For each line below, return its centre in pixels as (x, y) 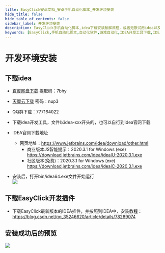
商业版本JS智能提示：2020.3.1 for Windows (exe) (76, 149)
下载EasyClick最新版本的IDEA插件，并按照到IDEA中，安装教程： (77, 211)
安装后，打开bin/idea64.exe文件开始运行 (53, 176)
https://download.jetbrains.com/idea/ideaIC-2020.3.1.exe (84, 166)
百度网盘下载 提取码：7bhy (40, 91)
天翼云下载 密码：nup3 (35, 101)
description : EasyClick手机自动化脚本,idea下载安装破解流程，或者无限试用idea (79, 28)
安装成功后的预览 (31, 234)
